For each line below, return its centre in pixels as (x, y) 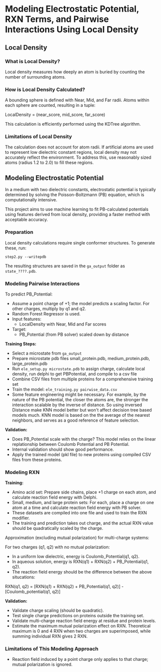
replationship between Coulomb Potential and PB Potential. (71, 444)
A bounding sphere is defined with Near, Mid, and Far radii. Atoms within (77, 100)
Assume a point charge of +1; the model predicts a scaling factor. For (81, 303)
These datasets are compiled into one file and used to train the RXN (80, 513)
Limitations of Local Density (39, 137)
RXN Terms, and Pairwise (57, 19)
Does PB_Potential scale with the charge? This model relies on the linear (84, 439)
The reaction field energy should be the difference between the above (82, 572)
